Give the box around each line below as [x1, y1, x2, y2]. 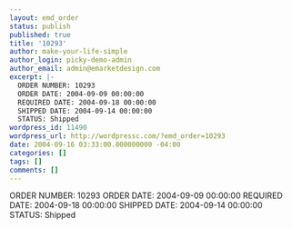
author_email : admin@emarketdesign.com [9, 65, 161, 74]
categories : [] [9, 148, 67, 157]
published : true [9, 30, 71, 39]
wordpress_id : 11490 [9, 124, 88, 133]
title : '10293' [9, 38, 67, 48]
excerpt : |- [9, 73, 55, 82]
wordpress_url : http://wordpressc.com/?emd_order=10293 [9, 132, 226, 141]
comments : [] [9, 165, 59, 174]
